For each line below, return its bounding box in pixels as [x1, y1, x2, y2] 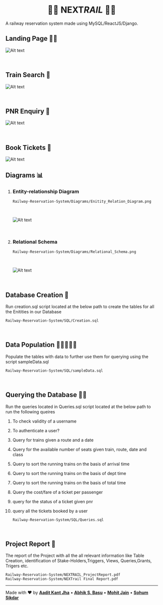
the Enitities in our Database [5, 309, 62, 314]
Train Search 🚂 [5, 71, 50, 79]
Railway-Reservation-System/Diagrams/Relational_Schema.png [12, 249, 136, 254]
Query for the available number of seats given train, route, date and [12, 446, 147, 452]
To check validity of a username [12, 418, 77, 424]
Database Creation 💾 [5, 291, 69, 299]
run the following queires [5, 409, 55, 414]
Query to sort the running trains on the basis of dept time [12, 470, 126, 476]
